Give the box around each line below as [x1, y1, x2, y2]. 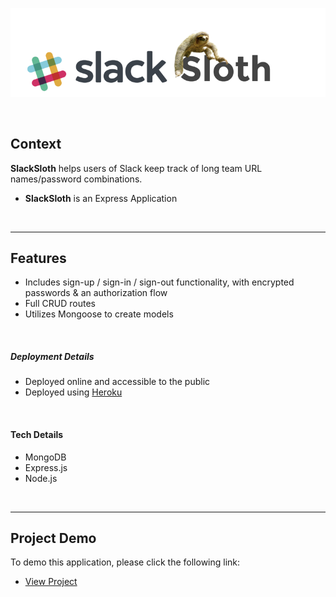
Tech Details [10, 429, 64, 441]
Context [10, 136, 62, 153]
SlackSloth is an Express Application [24, 192, 178, 204]
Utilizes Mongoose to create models [24, 308, 174, 320]
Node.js [24, 472, 58, 484]
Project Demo [10, 530, 97, 547]
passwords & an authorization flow [24, 287, 168, 299]
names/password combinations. [10, 173, 143, 185]
